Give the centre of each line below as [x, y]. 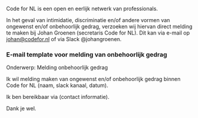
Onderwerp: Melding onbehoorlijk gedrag [57, 67]
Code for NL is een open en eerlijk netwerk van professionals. [82, 9]
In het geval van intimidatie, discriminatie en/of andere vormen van [88, 20]
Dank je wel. [21, 108]
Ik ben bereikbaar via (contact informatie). [58, 97]
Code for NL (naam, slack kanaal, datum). [57, 85]
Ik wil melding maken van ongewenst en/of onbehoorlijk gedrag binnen [93, 79]
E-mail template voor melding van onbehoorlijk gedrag [87, 54]
